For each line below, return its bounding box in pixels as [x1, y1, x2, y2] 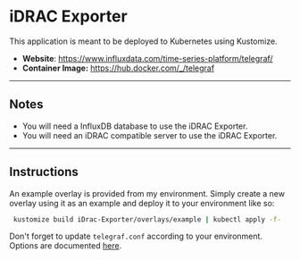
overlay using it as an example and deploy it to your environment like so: [9, 197, 275, 208]
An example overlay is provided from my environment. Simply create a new [9, 188, 286, 198]
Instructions [9, 164, 79, 180]
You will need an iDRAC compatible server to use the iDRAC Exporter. [21, 130, 278, 140]
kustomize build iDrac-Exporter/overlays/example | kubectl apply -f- [12, 214, 281, 224]
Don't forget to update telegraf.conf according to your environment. [9, 231, 263, 242]
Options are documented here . [9, 240, 122, 251]
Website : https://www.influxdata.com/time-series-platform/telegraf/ [21, 53, 274, 63]
